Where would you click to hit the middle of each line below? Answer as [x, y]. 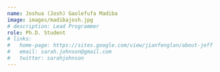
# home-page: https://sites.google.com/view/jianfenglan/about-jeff [110, 45]
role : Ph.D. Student [37, 33]
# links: [20, 39]
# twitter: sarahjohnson [46, 58]
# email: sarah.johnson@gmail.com [59, 52]
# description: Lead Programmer [53, 26]
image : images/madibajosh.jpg [50, 20]
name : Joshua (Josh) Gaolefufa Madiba [62, 13]
